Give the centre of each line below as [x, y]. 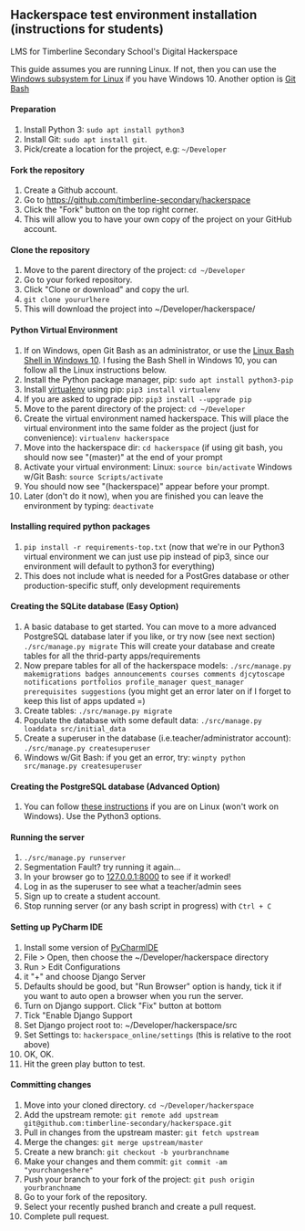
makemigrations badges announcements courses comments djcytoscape [154, 675]
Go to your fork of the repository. [86, 1196]
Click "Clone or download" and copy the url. [106, 289]
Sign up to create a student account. [92, 896]
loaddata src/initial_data [75, 730]
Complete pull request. [66, 1216]
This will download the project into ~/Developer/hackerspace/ [139, 309]
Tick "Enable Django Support [78, 1015]
